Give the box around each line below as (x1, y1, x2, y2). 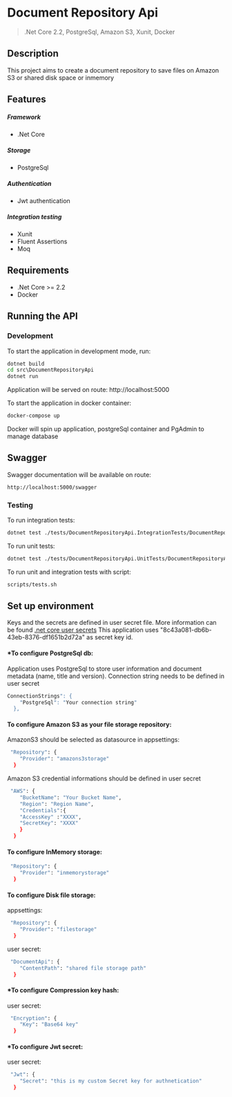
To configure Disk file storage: (7, 890, 96, 899)
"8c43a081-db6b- (159, 626, 212, 634)
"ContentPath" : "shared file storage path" (19, 964, 147, 972)
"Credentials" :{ (19, 807, 67, 814)
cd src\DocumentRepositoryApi (7, 366, 95, 374)
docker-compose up (7, 413, 60, 420)
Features (7, 93, 46, 105)
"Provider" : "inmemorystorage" (19, 870, 110, 876)
